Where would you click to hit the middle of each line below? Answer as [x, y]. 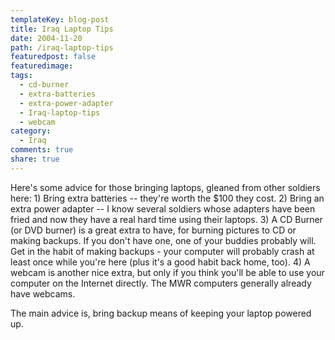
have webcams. [43, 293]
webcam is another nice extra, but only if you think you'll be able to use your [167, 272]
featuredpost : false [53, 57]
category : [31, 131]
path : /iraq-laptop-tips [62, 47]
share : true [35, 159]
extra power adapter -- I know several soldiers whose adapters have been [163, 208]
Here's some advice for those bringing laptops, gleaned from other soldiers [165, 187]
